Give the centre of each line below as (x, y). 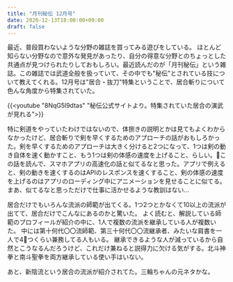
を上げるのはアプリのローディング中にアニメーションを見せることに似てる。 (116, 181)
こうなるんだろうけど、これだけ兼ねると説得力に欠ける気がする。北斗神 (122, 249)
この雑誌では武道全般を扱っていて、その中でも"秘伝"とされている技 (116, 73)
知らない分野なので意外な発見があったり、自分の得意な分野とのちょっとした (117, 56)
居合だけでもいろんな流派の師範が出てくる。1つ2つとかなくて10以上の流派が (117, 205)
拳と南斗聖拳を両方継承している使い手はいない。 (77, 257)
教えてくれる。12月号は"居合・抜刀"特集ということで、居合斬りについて (122, 82)
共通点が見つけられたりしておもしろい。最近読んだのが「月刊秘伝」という (114, 65)
